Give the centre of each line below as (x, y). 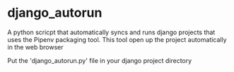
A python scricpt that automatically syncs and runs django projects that (111, 32)
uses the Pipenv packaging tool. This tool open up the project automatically (117, 39)
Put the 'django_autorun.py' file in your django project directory (100, 60)
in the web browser (35, 47)
